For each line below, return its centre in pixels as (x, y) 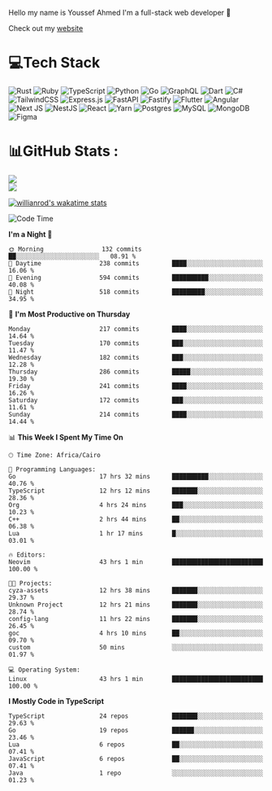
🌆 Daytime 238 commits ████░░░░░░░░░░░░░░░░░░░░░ (136, 263)
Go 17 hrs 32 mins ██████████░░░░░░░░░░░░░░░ (136, 476)
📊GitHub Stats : (64, 151)
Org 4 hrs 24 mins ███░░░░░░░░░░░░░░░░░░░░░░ (136, 505)
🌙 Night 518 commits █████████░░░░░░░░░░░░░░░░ (136, 292)
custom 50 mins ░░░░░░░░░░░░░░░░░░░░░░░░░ (136, 647)
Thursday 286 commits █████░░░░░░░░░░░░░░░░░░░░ (136, 371)
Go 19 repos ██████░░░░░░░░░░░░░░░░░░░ (136, 730)
